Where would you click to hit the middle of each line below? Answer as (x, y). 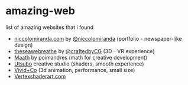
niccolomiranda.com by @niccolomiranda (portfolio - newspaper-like (98, 38)
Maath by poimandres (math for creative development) (81, 57)
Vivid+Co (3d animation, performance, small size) (74, 70)
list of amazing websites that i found (50, 27)
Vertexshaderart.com (40, 76)
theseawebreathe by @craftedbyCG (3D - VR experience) (84, 51)
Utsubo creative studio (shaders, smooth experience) (79, 64)
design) (23, 45)
